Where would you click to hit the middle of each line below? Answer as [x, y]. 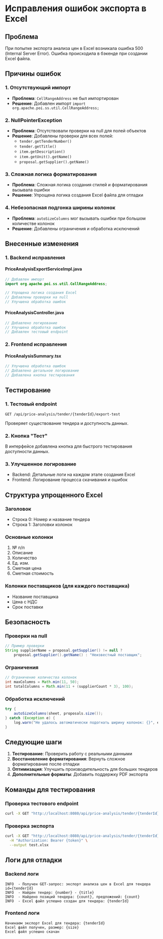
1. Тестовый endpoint [31, 404]
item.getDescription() [42, 152]
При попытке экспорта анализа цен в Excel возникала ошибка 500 [74, 48]
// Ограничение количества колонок [41, 678]
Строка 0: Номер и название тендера [51, 519]
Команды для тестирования [50, 789]
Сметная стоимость [33, 573]
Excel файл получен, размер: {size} [42, 927]
